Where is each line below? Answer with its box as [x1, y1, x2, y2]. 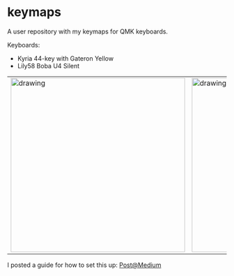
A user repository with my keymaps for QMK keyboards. [7, 27, 169, 36]
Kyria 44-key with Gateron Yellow [17, 54, 114, 63]
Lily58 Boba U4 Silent [17, 61, 80, 70]
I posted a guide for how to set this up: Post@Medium [7, 261, 162, 269]
